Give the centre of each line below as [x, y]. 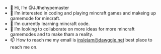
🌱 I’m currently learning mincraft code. [50, 23]
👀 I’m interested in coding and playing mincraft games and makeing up [83, 13]
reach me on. [24, 47]
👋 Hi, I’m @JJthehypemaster [39, 8]
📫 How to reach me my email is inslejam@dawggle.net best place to [81, 40]
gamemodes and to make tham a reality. [52, 34]
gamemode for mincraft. [35, 18]
